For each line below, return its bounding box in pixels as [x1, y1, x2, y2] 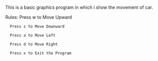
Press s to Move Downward [10, 24, 65, 29]
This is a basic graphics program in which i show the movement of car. [5, 5, 153, 10]
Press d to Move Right [10, 42, 58, 47]
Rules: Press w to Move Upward [5, 14, 72, 20]
